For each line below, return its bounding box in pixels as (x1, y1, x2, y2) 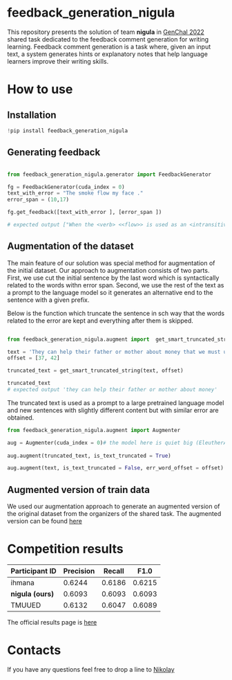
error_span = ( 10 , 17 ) (7, 196, 70, 204)
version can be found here (7, 517, 83, 526)
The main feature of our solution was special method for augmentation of (7, 258, 215, 267)
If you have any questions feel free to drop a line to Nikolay (7, 665, 175, 673)
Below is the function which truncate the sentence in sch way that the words (7, 309, 225, 317)
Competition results (7, 542, 124, 557)
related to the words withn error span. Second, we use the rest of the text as (7, 280, 224, 289)
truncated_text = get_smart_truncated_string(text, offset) (7, 367, 184, 375)
